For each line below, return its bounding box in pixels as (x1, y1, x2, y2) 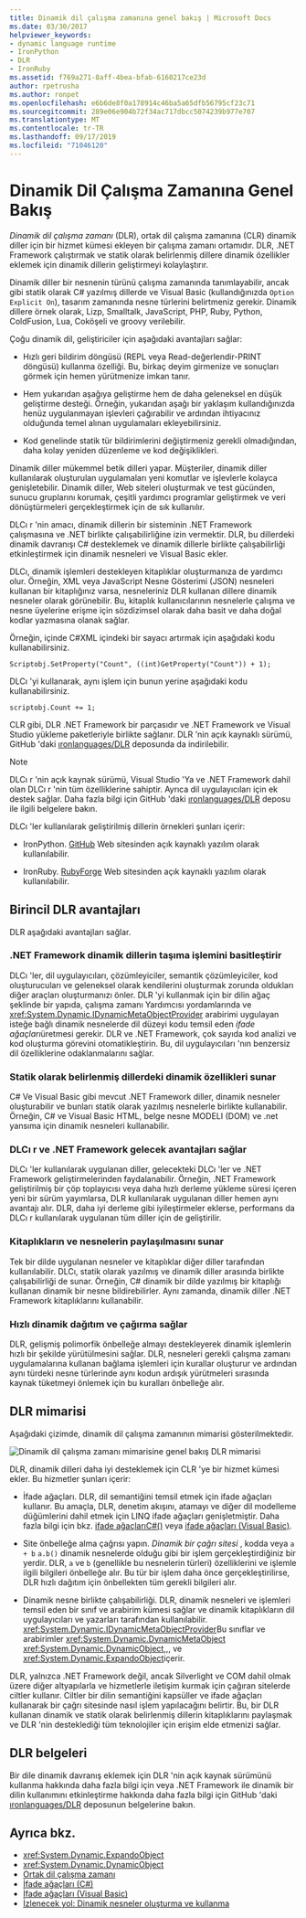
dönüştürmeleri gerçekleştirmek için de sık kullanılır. (9, 501, 206, 512)
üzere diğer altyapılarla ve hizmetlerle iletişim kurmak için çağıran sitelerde (9, 1679, 290, 1691)
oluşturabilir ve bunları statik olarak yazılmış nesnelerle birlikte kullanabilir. (9, 1101, 288, 1112)
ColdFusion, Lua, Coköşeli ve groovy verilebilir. (9, 315, 185, 326)
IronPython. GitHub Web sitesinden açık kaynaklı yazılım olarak (22, 838, 260, 849)
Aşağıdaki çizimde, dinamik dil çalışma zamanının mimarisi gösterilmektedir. (9, 1428, 294, 1439)
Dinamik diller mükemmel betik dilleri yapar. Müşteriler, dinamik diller (9, 463, 268, 474)
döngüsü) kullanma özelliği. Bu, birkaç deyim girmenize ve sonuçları (22, 360, 280, 371)
